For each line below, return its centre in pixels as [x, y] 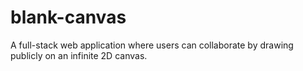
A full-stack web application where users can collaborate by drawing [152, 45]
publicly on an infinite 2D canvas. [79, 55]
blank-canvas [68, 17]
